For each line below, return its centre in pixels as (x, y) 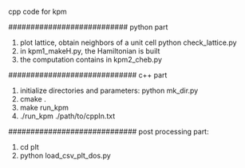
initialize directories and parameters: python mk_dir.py (109, 90)
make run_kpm (44, 108)
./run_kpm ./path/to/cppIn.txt (67, 116)
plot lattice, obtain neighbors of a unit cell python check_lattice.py (128, 42)
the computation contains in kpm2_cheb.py (91, 60)
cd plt (30, 147)
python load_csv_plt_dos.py (65, 156)
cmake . (33, 99)
